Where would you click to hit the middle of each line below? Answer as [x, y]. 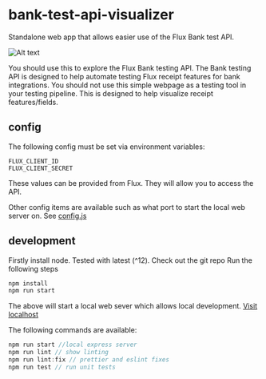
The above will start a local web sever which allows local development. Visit [133, 306]
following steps [33, 268]
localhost [23, 315]
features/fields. [33, 102]
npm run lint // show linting [59, 353]
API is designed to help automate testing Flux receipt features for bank [125, 76]
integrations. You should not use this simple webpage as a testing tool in [127, 85]
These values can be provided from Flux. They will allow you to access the [131, 183]
